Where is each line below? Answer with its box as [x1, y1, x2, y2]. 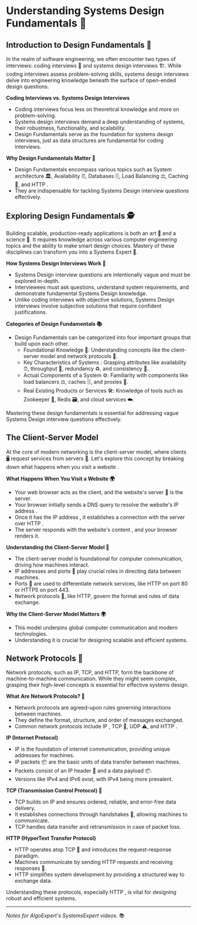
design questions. [6, 83, 49, 90]
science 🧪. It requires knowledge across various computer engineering [6, 236, 177, 243]
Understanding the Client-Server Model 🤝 [6, 543, 110, 551]
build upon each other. [14, 340, 69, 347]
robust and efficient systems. [6, 895, 77, 902]
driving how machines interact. [14, 561, 90, 568]
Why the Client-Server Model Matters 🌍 [6, 610, 106, 617]
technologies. [14, 630, 48, 637]
